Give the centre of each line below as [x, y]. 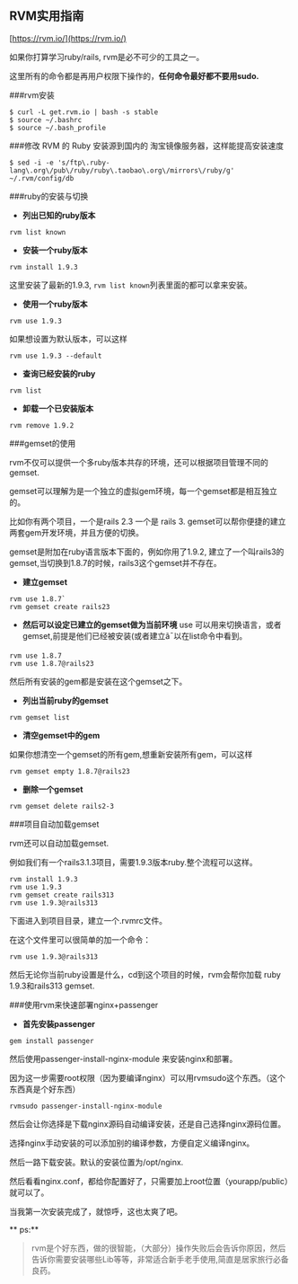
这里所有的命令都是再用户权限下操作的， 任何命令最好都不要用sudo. [134, 75]
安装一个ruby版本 [55, 250]
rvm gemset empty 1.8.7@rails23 [70, 771]
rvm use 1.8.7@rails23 [52, 663]
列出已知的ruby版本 [59, 215]
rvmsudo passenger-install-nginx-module [86, 1106]
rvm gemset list [39, 717]
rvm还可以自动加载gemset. [59, 843]
